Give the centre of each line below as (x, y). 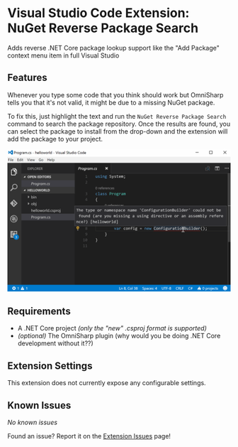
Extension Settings (50, 366)
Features (27, 78)
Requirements (39, 312)
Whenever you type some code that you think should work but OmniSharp (115, 95)
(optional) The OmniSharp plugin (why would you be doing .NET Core (119, 336)
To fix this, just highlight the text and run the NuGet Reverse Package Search (117, 116)
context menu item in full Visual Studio (63, 55)
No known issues (33, 422)
